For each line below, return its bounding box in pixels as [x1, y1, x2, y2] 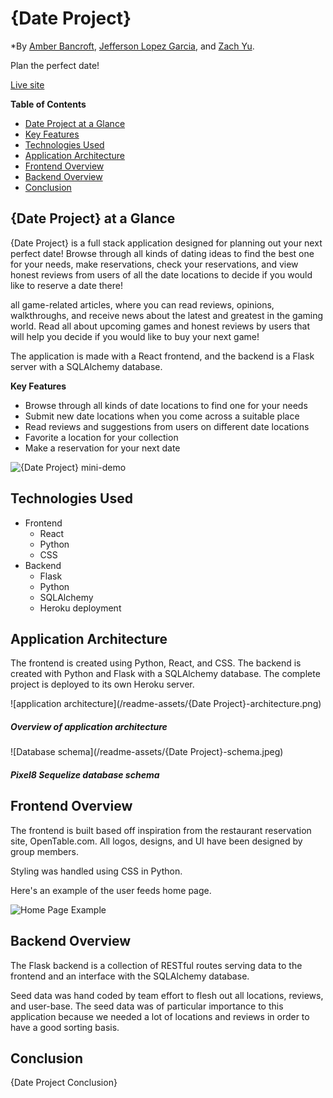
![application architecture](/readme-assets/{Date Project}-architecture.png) [10, 698, 322, 710]
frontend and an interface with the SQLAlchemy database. [10, 970, 250, 982]
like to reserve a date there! [10, 279, 123, 291]
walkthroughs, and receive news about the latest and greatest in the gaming [10, 309, 324, 321]
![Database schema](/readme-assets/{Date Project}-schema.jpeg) [10, 746, 284, 758]
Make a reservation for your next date [24, 442, 181, 454]
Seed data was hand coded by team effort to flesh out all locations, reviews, [10, 989, 324, 1001]
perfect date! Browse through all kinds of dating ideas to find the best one [10, 247, 315, 259]
